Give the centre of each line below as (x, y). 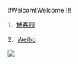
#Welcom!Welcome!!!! (39, 10)
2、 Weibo (22, 39)
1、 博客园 (21, 25)
